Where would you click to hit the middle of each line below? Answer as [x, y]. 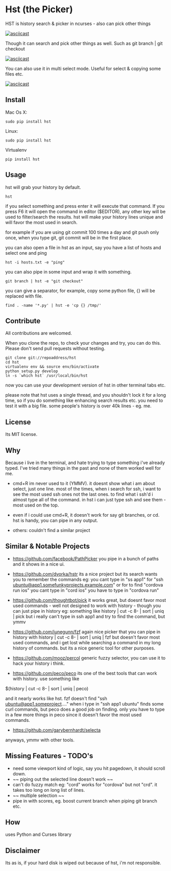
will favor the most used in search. [41, 222]
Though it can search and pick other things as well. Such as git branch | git [84, 43]
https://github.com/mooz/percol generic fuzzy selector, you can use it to [89, 658]
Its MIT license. [21, 434]
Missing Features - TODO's [49, 756]
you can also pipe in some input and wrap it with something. [68, 272]
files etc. [15, 74]
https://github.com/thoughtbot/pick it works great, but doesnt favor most [89, 600]
